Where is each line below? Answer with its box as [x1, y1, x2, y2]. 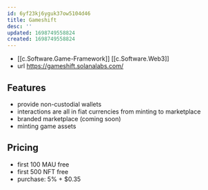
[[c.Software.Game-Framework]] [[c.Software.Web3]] [17, 54, 170, 63]
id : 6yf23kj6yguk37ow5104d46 [7, 10, 91, 17]
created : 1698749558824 [7, 36, 76, 43]
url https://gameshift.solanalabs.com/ [17, 62, 124, 70]
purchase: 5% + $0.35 [17, 175, 81, 183]
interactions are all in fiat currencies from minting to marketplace [17, 107, 201, 116]
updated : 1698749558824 [7, 29, 76, 36]
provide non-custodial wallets [17, 100, 102, 108]
